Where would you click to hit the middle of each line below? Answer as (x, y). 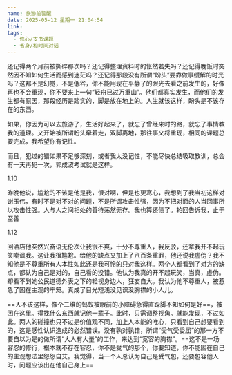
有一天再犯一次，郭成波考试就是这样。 (61, 164)
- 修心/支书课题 (33, 39)
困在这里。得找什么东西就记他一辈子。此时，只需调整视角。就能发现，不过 (113, 313)
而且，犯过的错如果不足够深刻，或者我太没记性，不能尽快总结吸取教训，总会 (116, 156)
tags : (15, 33)
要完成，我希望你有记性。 (43, 141)
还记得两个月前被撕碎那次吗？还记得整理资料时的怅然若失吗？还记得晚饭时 (113, 66)
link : (15, 26)
